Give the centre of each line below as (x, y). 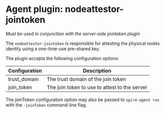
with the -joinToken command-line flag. (46, 105)
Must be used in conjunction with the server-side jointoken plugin (73, 33)
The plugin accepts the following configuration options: (62, 58)
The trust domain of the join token (86, 79)
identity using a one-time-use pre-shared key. (53, 48)
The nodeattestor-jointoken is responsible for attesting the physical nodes (83, 43)
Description (97, 70)
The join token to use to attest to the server (97, 87)
